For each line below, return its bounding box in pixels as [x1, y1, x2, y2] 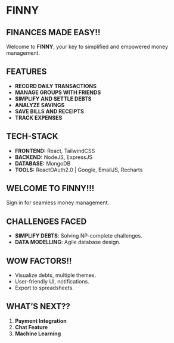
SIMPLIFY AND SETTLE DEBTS [14, 95, 92, 102]
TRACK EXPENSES [14, 114, 63, 121]
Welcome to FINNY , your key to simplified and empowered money [6, 43, 169, 50]
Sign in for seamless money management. [6, 199, 110, 206]
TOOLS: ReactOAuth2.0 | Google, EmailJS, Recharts [14, 166, 143, 173]
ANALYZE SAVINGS [14, 101, 65, 108]
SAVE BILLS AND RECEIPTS [14, 108, 85, 115]
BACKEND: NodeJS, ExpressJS [14, 153, 93, 161]
